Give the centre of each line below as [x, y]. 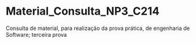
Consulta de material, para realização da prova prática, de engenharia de [98, 28]
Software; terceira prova [36, 34]
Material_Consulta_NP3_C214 [83, 11]
